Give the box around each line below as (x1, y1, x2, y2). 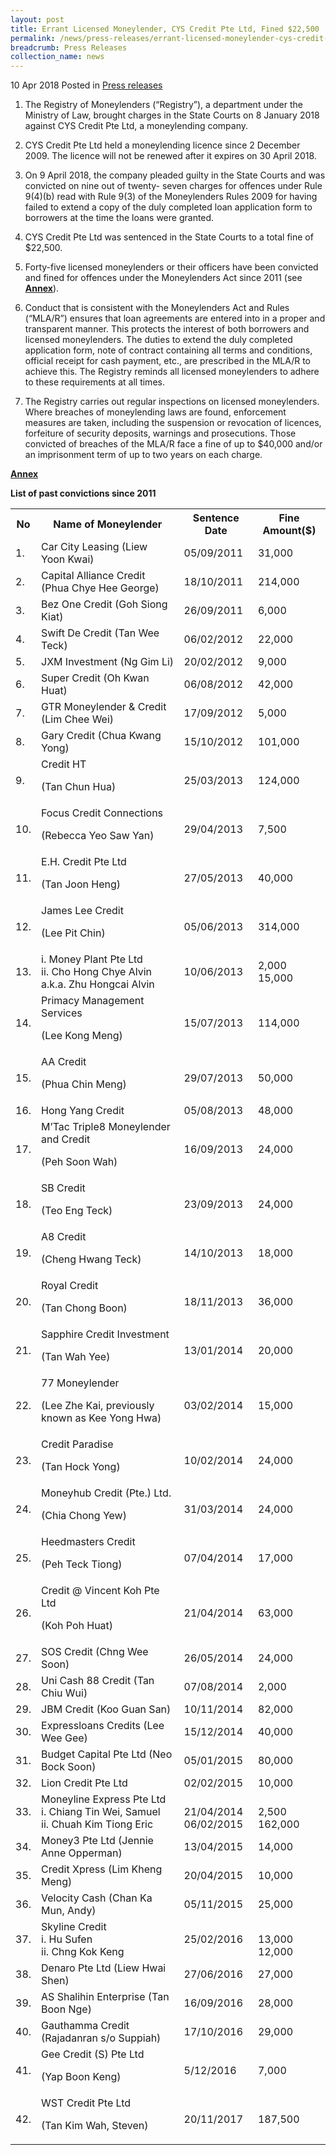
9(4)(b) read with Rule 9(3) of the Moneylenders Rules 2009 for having (24, 191, 318, 203)
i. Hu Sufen (41, 1932, 93, 1946)
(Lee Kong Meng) (41, 1029, 123, 1043)
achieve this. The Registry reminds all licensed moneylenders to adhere (24, 366, 320, 378)
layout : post (10, 14, 65, 25)
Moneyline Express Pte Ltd (41, 1792, 167, 1806)
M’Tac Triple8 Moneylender (41, 1120, 171, 1134)
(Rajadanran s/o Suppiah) (41, 2031, 162, 2045)
